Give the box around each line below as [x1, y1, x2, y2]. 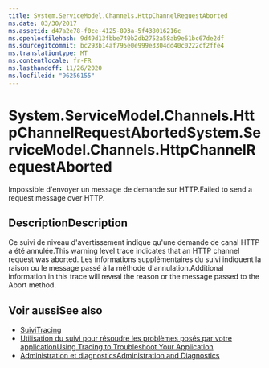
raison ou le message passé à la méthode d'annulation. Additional [8, 263, 224, 273]
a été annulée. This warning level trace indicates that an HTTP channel [8, 246, 240, 256]
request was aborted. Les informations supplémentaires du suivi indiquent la [8, 254, 262, 264]
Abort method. [8, 280, 56, 290]
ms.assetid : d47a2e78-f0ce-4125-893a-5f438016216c [8, 27, 181, 35]
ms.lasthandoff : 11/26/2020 [8, 64, 103, 72]
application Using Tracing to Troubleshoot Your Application [19, 342, 214, 352]
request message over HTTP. [8, 192, 105, 202]
